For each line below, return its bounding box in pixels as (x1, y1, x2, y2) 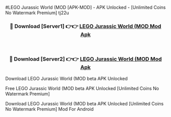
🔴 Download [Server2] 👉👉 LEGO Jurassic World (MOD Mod (9, 55, 162, 63)
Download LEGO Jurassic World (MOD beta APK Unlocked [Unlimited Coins (5, 100, 164, 106)
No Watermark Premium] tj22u (5, 10, 69, 16)
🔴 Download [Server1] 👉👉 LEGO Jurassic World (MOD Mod (10, 22, 161, 30)
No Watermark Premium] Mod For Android (5, 106, 94, 112)
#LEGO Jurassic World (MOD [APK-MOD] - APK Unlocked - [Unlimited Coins (5, 5, 166, 10)
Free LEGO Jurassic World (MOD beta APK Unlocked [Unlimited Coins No (5, 85, 159, 91)
